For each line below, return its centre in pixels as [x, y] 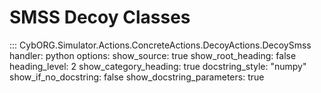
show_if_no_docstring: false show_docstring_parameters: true [137, 77]
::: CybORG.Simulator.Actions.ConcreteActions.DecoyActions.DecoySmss [160, 45]
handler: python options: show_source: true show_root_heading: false [153, 55]
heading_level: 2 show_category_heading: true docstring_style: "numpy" [158, 66]
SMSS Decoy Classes [100, 17]
